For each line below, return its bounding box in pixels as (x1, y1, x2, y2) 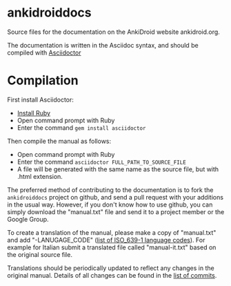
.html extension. (17, 172, 63, 180)
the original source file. (7, 250, 72, 258)
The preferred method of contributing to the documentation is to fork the (7, 185, 214, 194)
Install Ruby (17, 108, 50, 117)
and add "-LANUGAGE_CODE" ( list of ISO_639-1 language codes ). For (7, 236, 205, 244)
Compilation (7, 73, 79, 88)
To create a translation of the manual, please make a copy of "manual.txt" (7, 228, 217, 236)
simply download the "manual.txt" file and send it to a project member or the (7, 207, 225, 216)
